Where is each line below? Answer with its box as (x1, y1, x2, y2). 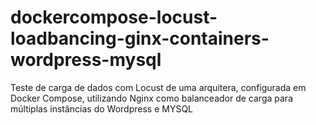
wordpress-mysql (10, 49, 162, 71)
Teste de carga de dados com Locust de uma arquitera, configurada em (10, 81, 307, 93)
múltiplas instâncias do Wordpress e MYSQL (10, 102, 194, 115)
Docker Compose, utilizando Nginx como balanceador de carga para (10, 92, 293, 104)
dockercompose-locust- (10, 6, 218, 29)
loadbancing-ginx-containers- (10, 27, 270, 50)
